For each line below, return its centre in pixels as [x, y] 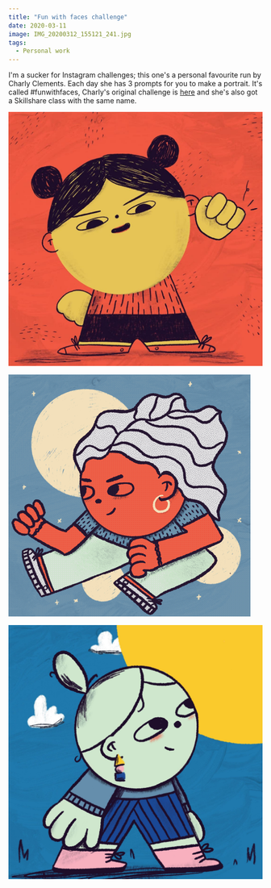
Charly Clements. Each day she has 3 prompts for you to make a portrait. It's [135, 84]
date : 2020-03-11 [38, 25]
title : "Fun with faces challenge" [68, 17]
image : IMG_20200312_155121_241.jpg [70, 34]
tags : [17, 43]
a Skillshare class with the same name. [73, 101]
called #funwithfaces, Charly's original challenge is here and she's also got [133, 92]
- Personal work [43, 51]
